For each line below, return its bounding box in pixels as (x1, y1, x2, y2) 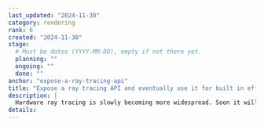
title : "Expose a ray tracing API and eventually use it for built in (8, 84, 244, 92)
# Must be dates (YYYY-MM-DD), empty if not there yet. (15, 48, 202, 56)
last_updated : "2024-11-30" (8, 11, 101, 20)
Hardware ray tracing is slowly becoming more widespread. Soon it (15, 99, 241, 106)
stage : (8, 41, 30, 49)
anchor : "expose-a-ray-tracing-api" (8, 77, 128, 85)
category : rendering (8, 19, 76, 27)
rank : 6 (8, 26, 34, 34)
